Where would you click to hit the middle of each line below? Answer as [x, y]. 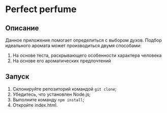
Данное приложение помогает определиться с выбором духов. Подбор [84, 40]
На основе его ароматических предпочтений [62, 61]
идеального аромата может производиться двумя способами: [73, 46]
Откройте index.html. [35, 105]
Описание [22, 28]
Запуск [17, 77]
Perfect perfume [41, 9]
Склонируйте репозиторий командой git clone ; [64, 89]
